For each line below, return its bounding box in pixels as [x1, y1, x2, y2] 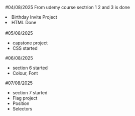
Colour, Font [12, 70, 38, 76]
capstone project [12, 40, 48, 46]
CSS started [12, 45, 38, 51]
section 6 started [12, 65, 48, 71]
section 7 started [12, 90, 48, 95]
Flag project [12, 95, 38, 101]
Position [12, 100, 30, 106]
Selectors [12, 106, 33, 111]
